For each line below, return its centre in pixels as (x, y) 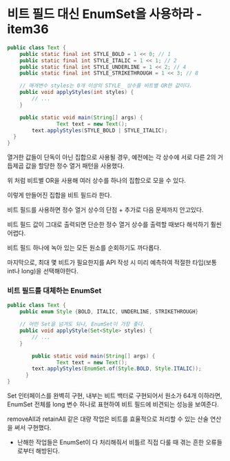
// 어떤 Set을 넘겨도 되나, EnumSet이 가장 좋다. (83, 324)
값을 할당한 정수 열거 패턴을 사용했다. (75, 166)
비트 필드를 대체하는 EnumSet (54, 291)
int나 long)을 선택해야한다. (43, 271)
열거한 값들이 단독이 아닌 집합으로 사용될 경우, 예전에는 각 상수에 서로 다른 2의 (112, 157)
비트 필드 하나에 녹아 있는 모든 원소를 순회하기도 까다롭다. (84, 248)
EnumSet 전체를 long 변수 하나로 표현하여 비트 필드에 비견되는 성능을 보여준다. (113, 404)
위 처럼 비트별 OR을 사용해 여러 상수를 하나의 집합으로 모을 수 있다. (96, 181)
